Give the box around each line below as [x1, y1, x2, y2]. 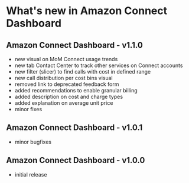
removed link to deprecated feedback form [14, 81, 119, 88]
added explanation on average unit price [14, 99, 113, 107]
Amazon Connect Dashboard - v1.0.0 [6, 155, 145, 165]
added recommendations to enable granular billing [14, 87, 138, 94]
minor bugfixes [14, 138, 52, 145]
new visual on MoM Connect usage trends [14, 56, 118, 62]
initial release [14, 171, 47, 178]
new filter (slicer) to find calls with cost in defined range [14, 68, 151, 75]
